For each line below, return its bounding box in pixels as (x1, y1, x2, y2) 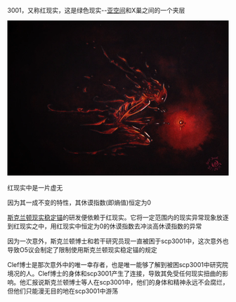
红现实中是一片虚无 (7, 183, 63, 191)
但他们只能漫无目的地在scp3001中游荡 (7, 287, 118, 295)
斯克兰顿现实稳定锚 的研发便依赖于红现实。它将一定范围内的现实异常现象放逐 (7, 213, 229, 221)
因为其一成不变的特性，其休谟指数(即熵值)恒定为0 (7, 198, 152, 207)
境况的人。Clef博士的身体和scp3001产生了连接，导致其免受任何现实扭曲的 (7, 269, 223, 277)
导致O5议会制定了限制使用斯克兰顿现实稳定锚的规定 (7, 245, 158, 254)
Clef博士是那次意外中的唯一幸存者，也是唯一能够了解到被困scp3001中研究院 (7, 260, 228, 268)
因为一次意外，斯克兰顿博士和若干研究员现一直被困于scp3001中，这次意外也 (7, 237, 229, 245)
